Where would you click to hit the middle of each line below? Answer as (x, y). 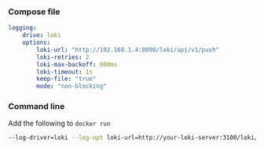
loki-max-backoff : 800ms (77, 64)
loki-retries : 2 (63, 57)
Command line (37, 107)
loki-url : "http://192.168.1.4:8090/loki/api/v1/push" (128, 49)
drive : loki (42, 35)
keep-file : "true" (66, 79)
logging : (22, 28)
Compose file (34, 12)
